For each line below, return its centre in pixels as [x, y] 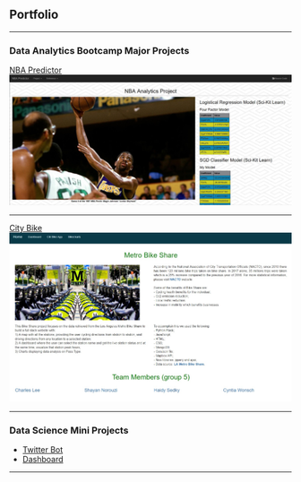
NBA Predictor [36, 70]
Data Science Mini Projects [69, 430]
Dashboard [43, 460]
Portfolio [34, 15]
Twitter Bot [43, 450]
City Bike [26, 228]
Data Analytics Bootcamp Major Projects [99, 50]
